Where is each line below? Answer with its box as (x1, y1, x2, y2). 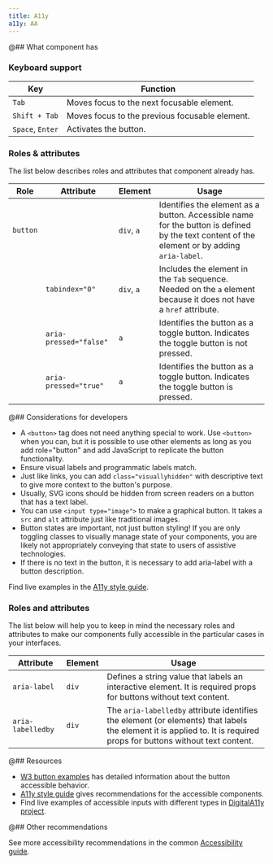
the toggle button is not (158, 338, 248, 349)
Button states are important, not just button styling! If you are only (19, 523, 241, 533)
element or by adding (158, 240, 240, 251)
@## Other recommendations (8, 823, 108, 832)
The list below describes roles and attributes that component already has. (8, 166, 255, 176)
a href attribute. (158, 304, 219, 316)
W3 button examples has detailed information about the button (19, 772, 231, 782)
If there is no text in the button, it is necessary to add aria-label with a (19, 558, 253, 568)
